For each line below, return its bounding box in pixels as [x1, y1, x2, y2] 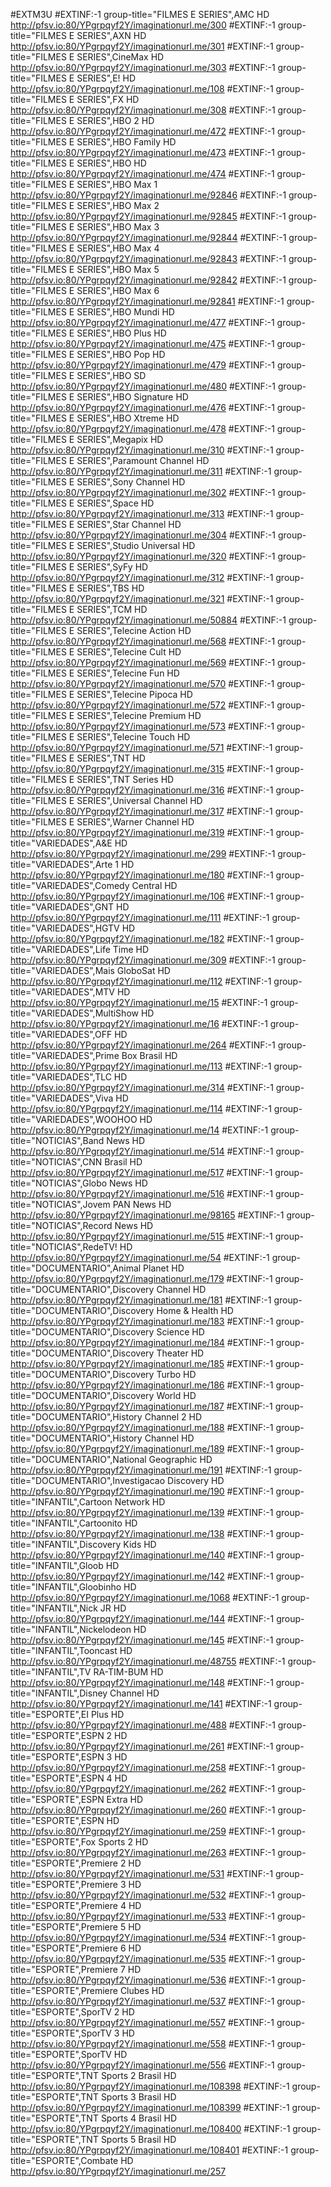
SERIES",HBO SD [76, 370, 147, 381]
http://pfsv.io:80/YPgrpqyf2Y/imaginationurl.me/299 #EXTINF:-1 [10, 848, 276, 859]
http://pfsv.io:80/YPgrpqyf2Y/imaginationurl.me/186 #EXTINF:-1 [10, 1379, 274, 1391]
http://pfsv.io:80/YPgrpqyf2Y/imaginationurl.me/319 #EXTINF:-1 [10, 827, 274, 838]
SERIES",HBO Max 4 [76, 242, 160, 254]
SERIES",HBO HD [76, 157, 147, 169]
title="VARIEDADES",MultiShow [10, 1007, 139, 1019]
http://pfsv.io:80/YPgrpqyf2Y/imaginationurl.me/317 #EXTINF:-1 [10, 805, 273, 817]
